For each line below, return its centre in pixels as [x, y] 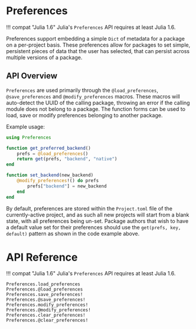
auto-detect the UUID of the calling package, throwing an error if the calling [98, 103]
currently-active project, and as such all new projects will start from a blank [98, 215]
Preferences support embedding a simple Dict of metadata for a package [95, 38]
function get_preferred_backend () [49, 148]
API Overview [32, 76]
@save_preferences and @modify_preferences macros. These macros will [93, 96]
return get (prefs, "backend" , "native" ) [67, 159]
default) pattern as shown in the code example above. [73, 233]
